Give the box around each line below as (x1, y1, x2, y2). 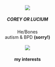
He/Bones (17, 29, 38, 35)
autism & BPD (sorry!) (4, 34, 50, 40)
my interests (14, 56, 41, 62)
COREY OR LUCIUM (6, 16, 48, 22)
